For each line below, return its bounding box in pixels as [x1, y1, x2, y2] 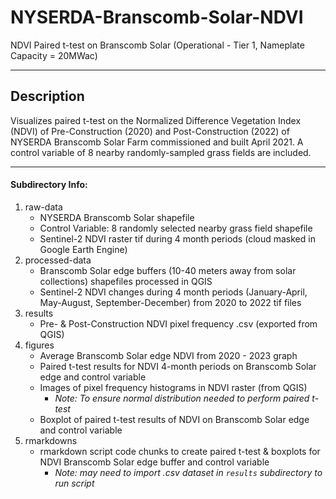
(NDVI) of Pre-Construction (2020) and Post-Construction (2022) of [10, 125, 290, 137]
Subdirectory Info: [10, 179, 88, 191]
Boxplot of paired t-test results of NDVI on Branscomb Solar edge [39, 413, 310, 425]
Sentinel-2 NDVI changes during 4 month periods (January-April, [39, 286, 308, 298]
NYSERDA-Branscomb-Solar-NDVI [10, 6, 304, 29]
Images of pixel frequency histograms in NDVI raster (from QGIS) [39, 381, 308, 393]
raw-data [24, 201, 63, 213]
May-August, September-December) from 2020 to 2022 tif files [39, 296, 302, 308]
